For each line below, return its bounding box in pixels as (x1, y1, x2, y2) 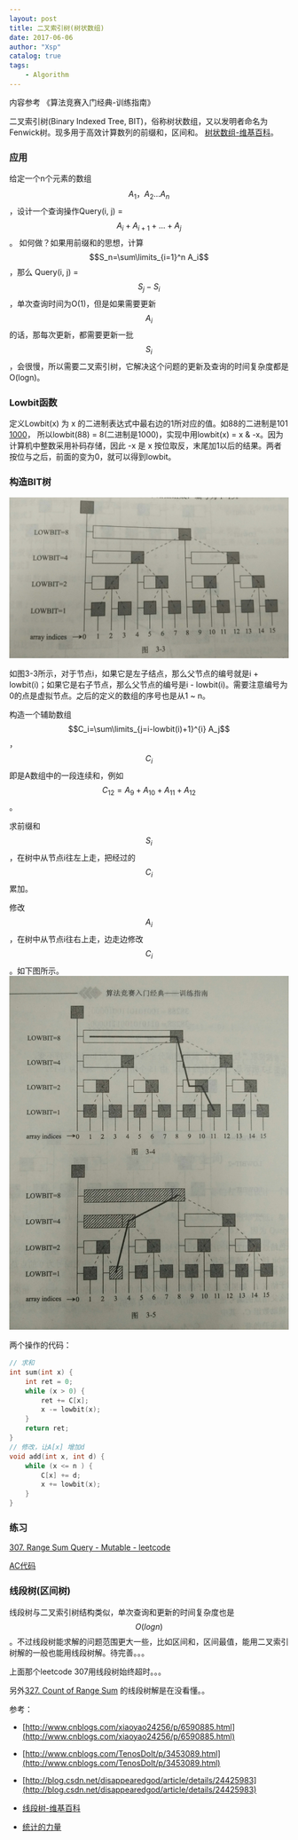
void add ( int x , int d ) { (9, 1451, 105, 1461)
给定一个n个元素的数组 (9, 173, 92, 184)
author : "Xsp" (9, 43, 62, 51)
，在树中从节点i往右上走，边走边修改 (9, 934, 144, 945)
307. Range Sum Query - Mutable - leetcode (9, 1542, 171, 1553)
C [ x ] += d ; (41, 1471, 82, 1480)
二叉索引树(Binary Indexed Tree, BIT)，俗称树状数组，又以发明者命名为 (9, 115, 269, 126)
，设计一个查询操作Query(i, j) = (9, 205, 123, 216)
